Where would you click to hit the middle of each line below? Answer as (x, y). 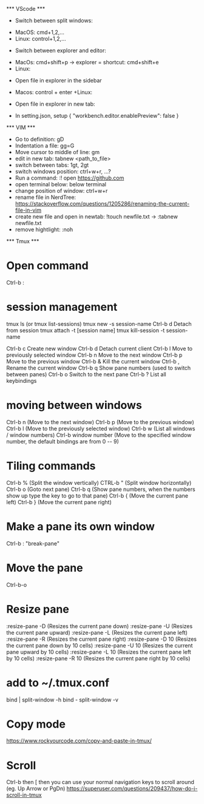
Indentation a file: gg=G (45, 146)
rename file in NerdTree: (46, 197)
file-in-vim (28, 210)
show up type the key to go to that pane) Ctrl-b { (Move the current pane (97, 495)
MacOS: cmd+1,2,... (40, 32)
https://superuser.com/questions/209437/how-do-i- (132, 789)
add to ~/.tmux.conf (58, 683)
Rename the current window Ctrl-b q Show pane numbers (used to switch (99, 368)
